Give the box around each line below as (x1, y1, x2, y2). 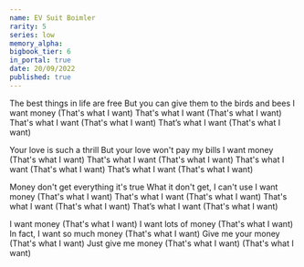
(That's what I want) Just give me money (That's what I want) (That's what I (9, 238, 294, 249)
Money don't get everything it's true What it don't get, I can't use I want (9, 181, 278, 192)
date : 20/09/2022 (9, 65, 76, 74)
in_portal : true (9, 56, 71, 65)
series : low (9, 30, 55, 39)
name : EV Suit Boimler (9, 13, 96, 23)
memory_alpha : (9, 38, 64, 48)
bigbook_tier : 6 (9, 47, 71, 56)
